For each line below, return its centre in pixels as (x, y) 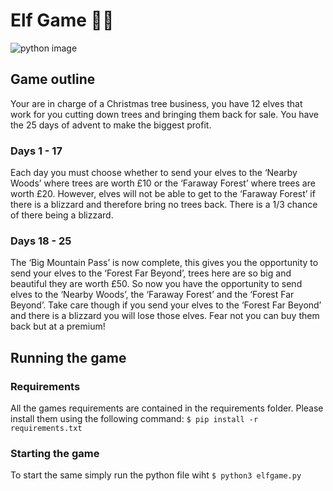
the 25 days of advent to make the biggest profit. (111, 125)
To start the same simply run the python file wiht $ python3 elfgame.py (156, 475)
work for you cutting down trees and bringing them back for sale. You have (164, 114)
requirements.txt (46, 429)
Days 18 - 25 (41, 241)
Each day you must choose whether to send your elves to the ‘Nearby (154, 173)
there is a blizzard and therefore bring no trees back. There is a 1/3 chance (164, 205)
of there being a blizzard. (62, 215)
